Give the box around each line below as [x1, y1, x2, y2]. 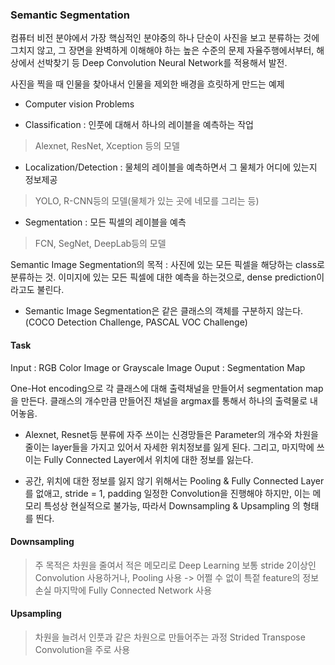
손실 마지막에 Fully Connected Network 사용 [34, 584, 213, 596]
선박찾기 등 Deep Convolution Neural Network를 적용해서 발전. [36, 57, 288, 69]
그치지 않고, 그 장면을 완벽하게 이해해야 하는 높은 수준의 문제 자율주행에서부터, [10, 44, 315, 57]
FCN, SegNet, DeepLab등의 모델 [34, 238, 167, 250]
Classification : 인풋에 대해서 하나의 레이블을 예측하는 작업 [24, 119, 254, 131]
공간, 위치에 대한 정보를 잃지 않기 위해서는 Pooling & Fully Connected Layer [24, 474, 325, 487]
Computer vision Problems [24, 98, 135, 110]
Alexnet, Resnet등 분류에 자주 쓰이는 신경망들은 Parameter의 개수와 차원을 [24, 428, 319, 440]
